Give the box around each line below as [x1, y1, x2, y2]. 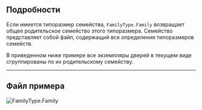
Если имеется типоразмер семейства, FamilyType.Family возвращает [6, 20, 185, 28]
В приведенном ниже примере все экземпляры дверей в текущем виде [6, 51, 192, 59]
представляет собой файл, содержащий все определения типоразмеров [6, 33, 194, 41]
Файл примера [6, 81, 65, 91]
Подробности [6, 5, 61, 15]
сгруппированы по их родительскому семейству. [6, 58, 134, 65]
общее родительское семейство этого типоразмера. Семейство [6, 27, 173, 34]
